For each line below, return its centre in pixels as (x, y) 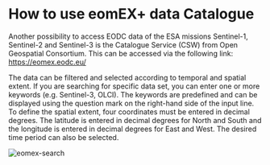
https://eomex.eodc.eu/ (48, 62)
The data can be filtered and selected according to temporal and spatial (127, 77)
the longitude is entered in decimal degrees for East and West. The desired (133, 129)
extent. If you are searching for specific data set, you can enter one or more (134, 86)
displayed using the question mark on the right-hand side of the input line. (131, 103)
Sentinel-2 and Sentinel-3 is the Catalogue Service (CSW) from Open (123, 44)
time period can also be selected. (64, 137)
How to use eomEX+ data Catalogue (131, 14)
